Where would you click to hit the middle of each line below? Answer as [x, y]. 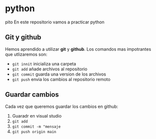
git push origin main [34, 132]
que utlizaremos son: [26, 54]
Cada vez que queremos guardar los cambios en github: [62, 106]
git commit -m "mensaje [36, 127]
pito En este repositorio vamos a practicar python [55, 22]
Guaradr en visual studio [37, 116]
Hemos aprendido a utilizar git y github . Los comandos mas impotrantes [78, 49]
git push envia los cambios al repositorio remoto [61, 79]
